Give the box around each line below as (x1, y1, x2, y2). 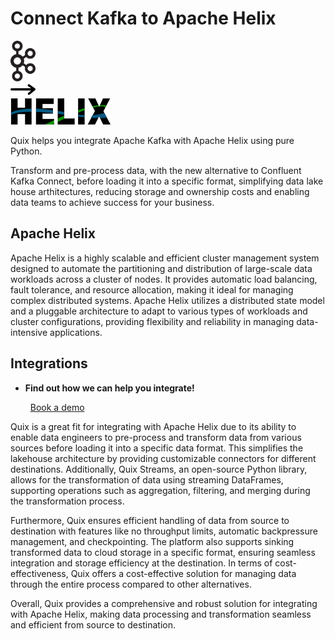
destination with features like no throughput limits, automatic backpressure (10, 525, 318, 537)
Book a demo (29, 401, 85, 413)
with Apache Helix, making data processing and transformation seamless (10, 608, 312, 620)
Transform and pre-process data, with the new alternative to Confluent (10, 164, 302, 176)
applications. (49, 326, 103, 338)
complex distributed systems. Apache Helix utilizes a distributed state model (10, 294, 325, 306)
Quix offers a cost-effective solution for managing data (70, 567, 297, 579)
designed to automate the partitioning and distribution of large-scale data (10, 262, 313, 274)
